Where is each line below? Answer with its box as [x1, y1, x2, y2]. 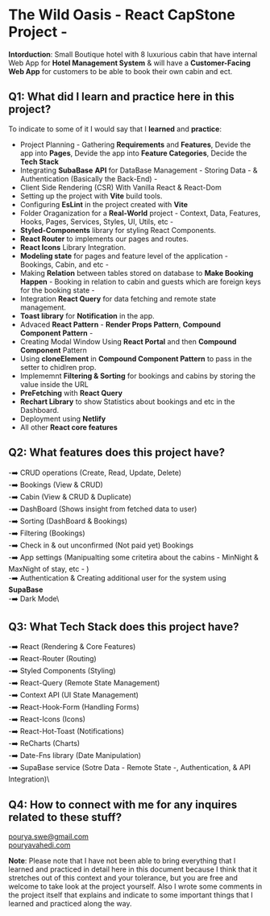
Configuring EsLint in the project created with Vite [19, 199, 188, 209]
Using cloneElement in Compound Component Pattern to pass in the [19, 353, 252, 364]
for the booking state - [19, 285, 95, 295]
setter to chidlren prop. [19, 362, 97, 372]
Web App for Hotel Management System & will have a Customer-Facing [8, 58, 251, 68]
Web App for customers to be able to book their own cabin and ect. [8, 66, 233, 76]
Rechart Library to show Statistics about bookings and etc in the [19, 397, 235, 406]
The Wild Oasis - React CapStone [8, 6, 235, 24]
